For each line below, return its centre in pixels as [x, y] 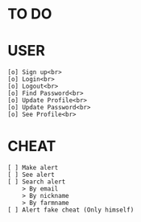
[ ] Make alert [33, 168]
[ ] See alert [31, 175]
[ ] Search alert [37, 182]
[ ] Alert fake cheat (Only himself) [71, 210]
